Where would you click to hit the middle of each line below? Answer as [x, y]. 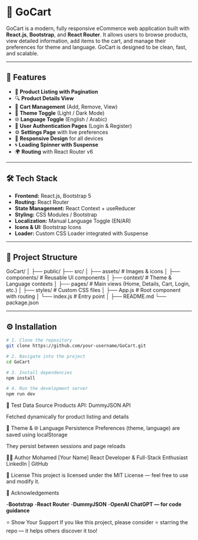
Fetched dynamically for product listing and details [67, 417]
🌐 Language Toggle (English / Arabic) [61, 119]
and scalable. [22, 53]
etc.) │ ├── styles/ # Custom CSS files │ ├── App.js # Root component [93, 290]
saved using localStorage [37, 435]
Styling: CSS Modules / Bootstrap [56, 214]
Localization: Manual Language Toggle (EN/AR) [73, 221]
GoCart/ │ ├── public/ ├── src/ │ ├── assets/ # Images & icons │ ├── [93, 271]
